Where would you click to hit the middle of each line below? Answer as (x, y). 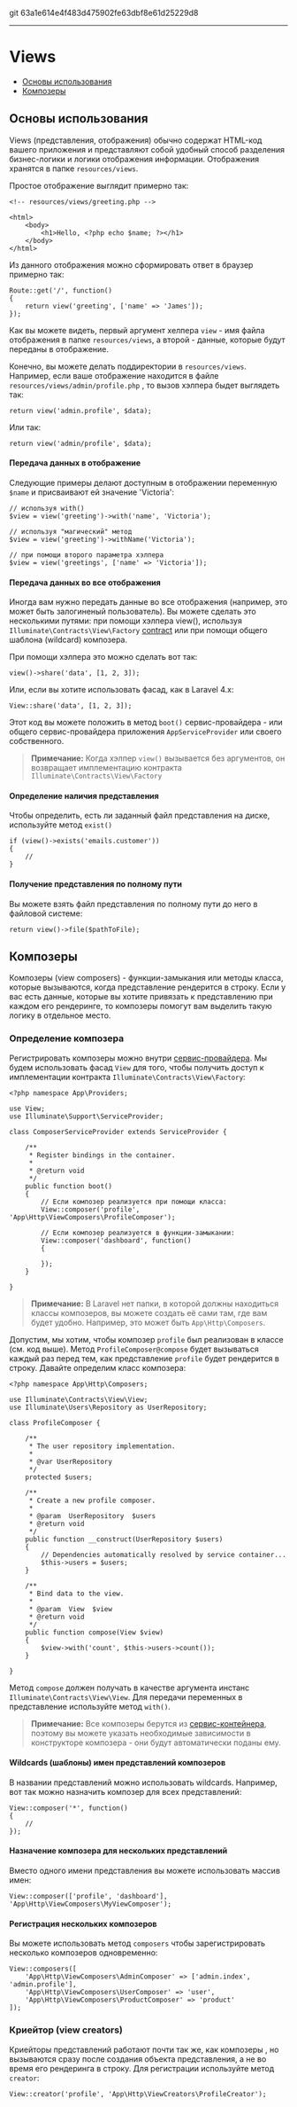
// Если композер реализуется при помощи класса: (134, 1202)
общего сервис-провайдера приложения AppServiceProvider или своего (145, 732)
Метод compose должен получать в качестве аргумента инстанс (129, 1688)
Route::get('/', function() (61, 290)
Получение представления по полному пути (96, 884)
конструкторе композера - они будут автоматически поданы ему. (156, 1743)
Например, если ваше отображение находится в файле (114, 375)
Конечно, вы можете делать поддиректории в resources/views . (128, 366)
